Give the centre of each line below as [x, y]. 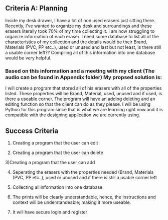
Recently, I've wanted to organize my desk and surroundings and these [78, 26]
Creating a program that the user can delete [58, 153]
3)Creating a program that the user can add [50, 162]
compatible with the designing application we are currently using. [73, 115]
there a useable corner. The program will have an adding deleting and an [80, 99]
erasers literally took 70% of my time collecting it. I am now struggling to [80, 31]
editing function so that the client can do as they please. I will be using [78, 104]
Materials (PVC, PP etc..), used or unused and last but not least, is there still [83, 47]
